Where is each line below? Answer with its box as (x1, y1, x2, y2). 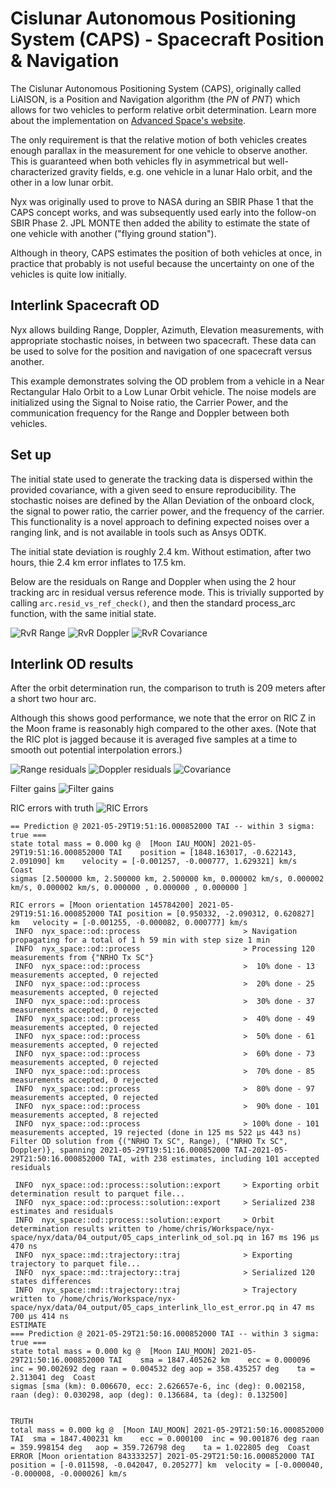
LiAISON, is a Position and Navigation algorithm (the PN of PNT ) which (10, 93, 301, 105)
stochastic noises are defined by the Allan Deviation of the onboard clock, (10, 494, 315, 506)
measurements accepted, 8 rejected (10, 1110, 159, 1121)
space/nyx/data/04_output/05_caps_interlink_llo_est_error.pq (10, 1303, 275, 1313)
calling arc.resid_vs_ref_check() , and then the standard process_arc (10, 597, 296, 609)
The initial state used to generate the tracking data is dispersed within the (10, 473, 313, 485)
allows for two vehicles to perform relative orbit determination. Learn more (10, 103, 317, 116)
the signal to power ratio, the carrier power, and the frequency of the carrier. (10, 505, 325, 517)
